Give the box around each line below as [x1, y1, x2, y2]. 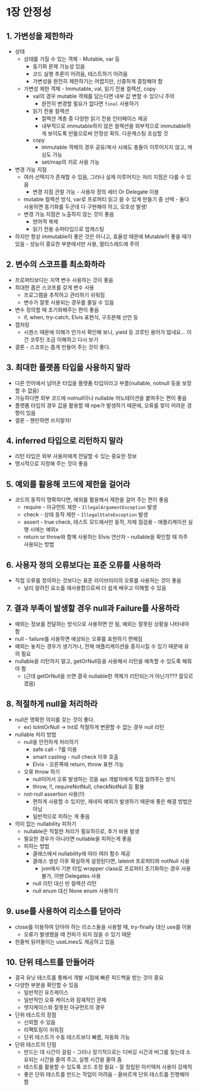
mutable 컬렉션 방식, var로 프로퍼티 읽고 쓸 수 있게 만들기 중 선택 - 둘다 [23, 196, 189, 202]
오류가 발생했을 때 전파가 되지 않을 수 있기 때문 [23, 930, 132, 938]
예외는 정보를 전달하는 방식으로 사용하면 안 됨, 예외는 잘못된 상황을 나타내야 [14, 620, 189, 627]
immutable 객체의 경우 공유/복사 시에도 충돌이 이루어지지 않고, [41, 144, 187, 151]
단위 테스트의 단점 [14, 1041, 56, 1048]
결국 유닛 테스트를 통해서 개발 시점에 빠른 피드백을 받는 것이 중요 [14, 974, 164, 981]
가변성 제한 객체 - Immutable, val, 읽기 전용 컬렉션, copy [23, 85, 156, 92]
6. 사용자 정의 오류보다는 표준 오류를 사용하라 [6, 560, 162, 570]
